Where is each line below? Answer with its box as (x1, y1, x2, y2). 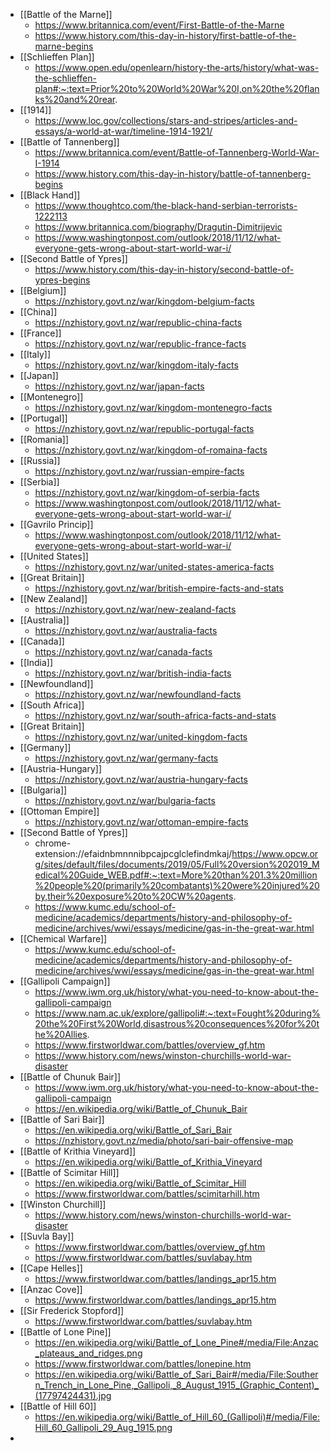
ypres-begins (34, 274, 91, 286)
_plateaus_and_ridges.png (34, 1347, 143, 1359)
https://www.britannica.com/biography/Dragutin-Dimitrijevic (34, 221, 283, 233)
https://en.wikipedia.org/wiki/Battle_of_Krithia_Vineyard (34, 1156, 263, 1168)
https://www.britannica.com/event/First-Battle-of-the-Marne (34, 19, 285, 31)
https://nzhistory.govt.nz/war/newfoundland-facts (34, 689, 242, 700)
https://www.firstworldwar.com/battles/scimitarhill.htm (34, 1188, 260, 1199)
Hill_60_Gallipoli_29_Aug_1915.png (34, 1422, 173, 1433)
